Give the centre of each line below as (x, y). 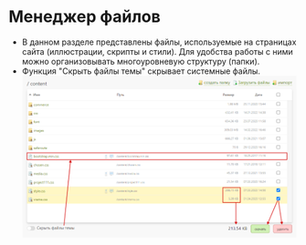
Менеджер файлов (84, 17)
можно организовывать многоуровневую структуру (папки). (141, 61)
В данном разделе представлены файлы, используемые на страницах (159, 42)
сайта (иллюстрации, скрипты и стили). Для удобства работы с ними (157, 51)
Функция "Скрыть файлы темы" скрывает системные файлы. (141, 71)
